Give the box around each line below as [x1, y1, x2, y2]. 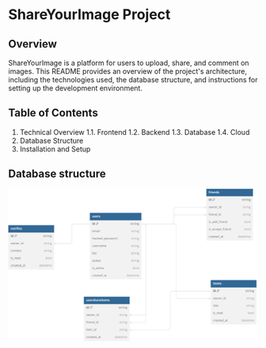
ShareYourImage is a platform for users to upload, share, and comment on [8, 58, 249, 67]
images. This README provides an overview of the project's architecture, [8, 67, 248, 76]
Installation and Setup [19, 144, 91, 154]
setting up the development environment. [8, 83, 142, 93]
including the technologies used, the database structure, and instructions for [8, 75, 258, 84]
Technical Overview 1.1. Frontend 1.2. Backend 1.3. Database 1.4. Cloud [19, 127, 250, 136]
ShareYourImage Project [8, 6, 171, 24]
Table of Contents [8, 106, 99, 120]
